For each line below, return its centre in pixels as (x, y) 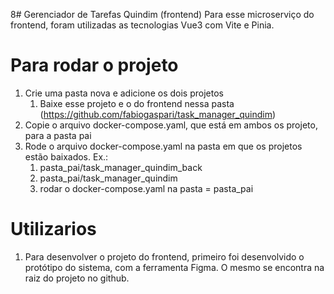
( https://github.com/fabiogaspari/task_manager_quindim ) (158, 114)
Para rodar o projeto (94, 65)
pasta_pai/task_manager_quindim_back (121, 167)
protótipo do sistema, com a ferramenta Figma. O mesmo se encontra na (174, 267)
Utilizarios (53, 229)
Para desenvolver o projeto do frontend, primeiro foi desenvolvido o (164, 256)
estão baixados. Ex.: (66, 156)
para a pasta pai (58, 135)
